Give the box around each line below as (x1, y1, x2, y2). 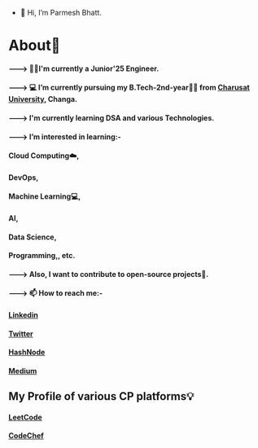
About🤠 (8, 37, 61, 55)
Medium (8, 366, 37, 376)
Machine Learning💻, (8, 191, 81, 201)
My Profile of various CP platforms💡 (8, 389, 195, 403)
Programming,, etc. (8, 251, 76, 261)
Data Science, (8, 232, 57, 242)
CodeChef (8, 431, 45, 441)
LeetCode (8, 412, 42, 422)
